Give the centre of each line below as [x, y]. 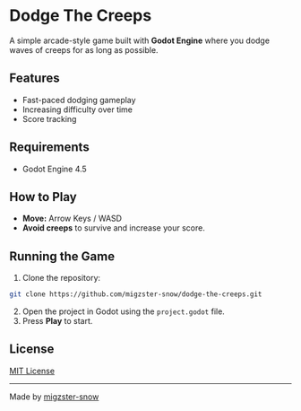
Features [34, 79]
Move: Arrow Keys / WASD [72, 219]
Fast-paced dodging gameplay [79, 100]
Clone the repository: [61, 278]
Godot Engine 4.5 [54, 169]
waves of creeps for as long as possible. [84, 49]
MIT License [32, 371]
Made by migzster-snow [54, 397]
